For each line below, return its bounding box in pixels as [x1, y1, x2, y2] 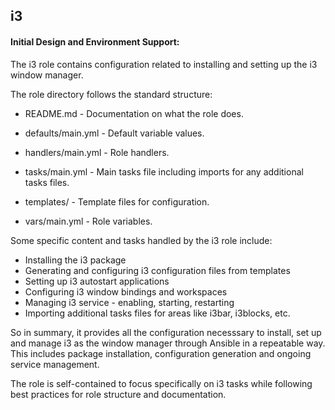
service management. [10, 358, 100, 370]
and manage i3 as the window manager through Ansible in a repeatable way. [10, 337, 326, 349]
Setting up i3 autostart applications [24, 275, 170, 287]
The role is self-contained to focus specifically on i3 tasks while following [10, 377, 313, 389]
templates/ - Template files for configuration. [24, 195, 210, 208]
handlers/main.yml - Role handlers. [24, 146, 170, 158]
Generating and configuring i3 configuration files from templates [24, 264, 291, 276]
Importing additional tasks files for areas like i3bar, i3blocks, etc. [24, 307, 291, 319]
